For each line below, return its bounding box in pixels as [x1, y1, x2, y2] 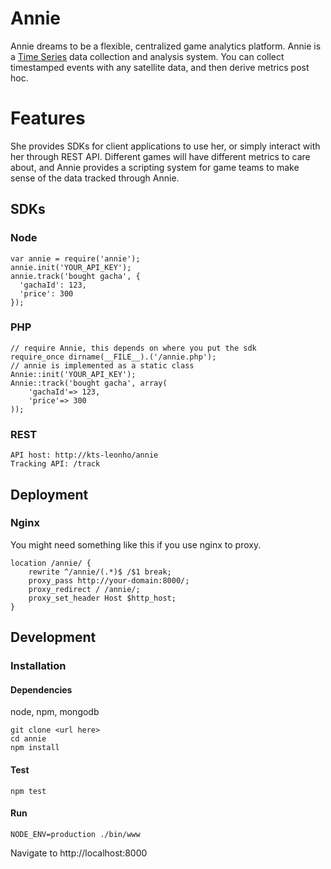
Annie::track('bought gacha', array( [10, 378, 168, 388]
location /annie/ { [10, 558, 92, 568]
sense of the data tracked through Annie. [10, 172, 180, 184]
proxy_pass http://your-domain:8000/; [28, 575, 190, 586]
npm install [10, 743, 60, 753]
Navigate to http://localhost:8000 [10, 847, 148, 859]
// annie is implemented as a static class [10, 360, 195, 371]
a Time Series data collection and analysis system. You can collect [10, 50, 285, 62]
